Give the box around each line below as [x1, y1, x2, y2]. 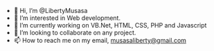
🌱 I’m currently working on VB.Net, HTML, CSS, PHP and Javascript [13, 21, 207, 29]
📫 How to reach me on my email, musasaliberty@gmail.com [13, 37, 187, 44]
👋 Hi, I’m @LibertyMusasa [13, 7, 88, 14]
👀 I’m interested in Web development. [13, 14, 121, 22]
